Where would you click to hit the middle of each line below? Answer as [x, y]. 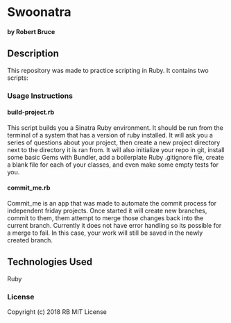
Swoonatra [39, 12]
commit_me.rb [29, 188]
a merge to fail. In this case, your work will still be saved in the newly [105, 233]
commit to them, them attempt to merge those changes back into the [105, 218]
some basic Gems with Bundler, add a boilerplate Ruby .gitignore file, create [115, 157]
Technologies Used [50, 262]
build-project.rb [31, 113]
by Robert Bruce [31, 31]
